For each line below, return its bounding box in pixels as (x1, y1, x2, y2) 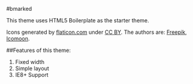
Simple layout (15, 65, 50, 72)
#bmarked (6, 5, 32, 12)
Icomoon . (6, 35, 30, 42)
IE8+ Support (15, 71, 49, 78)
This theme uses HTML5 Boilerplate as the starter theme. (6, 17, 150, 24)
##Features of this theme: (6, 47, 71, 54)
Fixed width (15, 59, 44, 65)
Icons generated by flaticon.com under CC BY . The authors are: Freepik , (6, 28, 187, 36)
